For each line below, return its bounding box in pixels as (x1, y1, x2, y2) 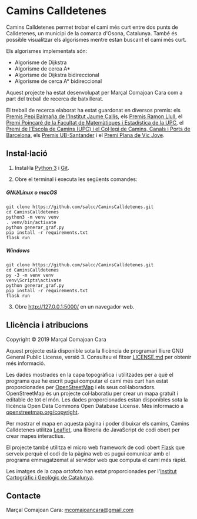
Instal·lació (6, 149, 48, 159)
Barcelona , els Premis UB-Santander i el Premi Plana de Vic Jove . (6, 131, 165, 139)
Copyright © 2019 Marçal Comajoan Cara (6, 336, 107, 343)
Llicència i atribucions (6, 320, 89, 330)
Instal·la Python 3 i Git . (14, 164, 69, 171)
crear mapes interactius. (6, 432, 65, 439)
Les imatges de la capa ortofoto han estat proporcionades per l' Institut (6, 467, 177, 474)
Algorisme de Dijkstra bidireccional (14, 71, 100, 78)
